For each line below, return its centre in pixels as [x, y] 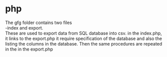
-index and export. [24, 27]
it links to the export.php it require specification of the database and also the [83, 38]
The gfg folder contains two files [39, 22]
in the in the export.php [29, 49]
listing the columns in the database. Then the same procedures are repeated [84, 43]
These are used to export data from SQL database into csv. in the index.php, [83, 33]
